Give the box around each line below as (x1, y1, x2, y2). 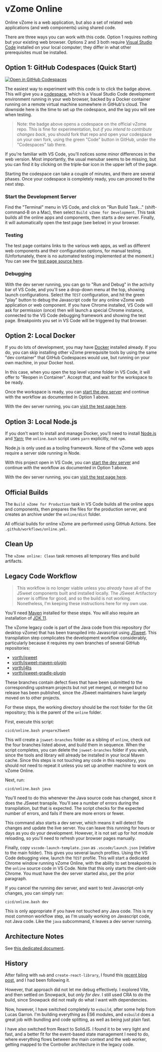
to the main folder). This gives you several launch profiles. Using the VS (5, 850, 147, 855)
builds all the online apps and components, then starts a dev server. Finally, (5, 214, 155, 220)
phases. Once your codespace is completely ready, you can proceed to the (5, 176, 155, 181)
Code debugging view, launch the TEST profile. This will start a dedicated (5, 855, 149, 861)
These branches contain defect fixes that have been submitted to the (5, 679, 143, 685)
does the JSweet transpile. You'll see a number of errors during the (5, 800, 139, 806)
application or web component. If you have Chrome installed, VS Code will (5, 302, 153, 308)
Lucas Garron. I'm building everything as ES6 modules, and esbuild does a (5, 1012, 154, 1018)
